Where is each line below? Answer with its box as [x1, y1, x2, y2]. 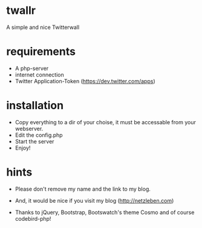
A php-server [15, 65, 49, 72]
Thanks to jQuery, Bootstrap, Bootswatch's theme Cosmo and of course [15, 209, 195, 216]
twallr [6, 4, 36, 17]
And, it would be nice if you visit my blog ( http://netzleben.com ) [15, 197, 174, 204]
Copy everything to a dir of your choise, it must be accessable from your [15, 118, 197, 125]
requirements [6, 45, 76, 59]
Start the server [15, 138, 54, 145]
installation [6, 99, 64, 112]
